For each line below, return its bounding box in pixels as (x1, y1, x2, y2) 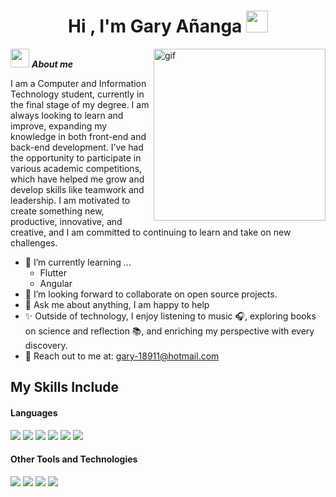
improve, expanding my (10, 120, 108, 132)
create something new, (10, 205, 105, 217)
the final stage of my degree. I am (10, 98, 150, 110)
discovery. (24, 339, 68, 351)
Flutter (39, 266, 67, 279)
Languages (10, 406, 58, 419)
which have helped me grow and (10, 173, 145, 185)
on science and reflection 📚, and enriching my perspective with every (24, 325, 315, 337)
